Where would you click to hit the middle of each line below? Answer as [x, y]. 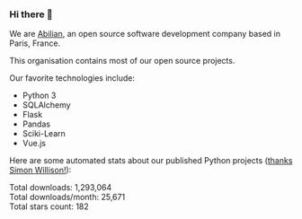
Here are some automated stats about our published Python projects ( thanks [151, 161]
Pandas [36, 124]
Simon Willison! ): [40, 171]
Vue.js [34, 144]
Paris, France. [35, 43]
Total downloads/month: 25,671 [67, 197]
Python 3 [39, 96]
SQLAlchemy [46, 105]
